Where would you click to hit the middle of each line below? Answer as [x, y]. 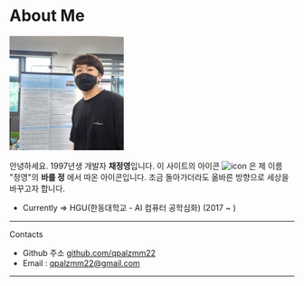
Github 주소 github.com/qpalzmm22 [89, 253]
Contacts [26, 234]
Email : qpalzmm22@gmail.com [81, 262]
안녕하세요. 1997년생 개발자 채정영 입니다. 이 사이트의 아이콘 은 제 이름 [146, 166]
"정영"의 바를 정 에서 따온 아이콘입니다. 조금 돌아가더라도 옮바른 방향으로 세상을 [149, 176]
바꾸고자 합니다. [38, 188]
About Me [47, 16]
